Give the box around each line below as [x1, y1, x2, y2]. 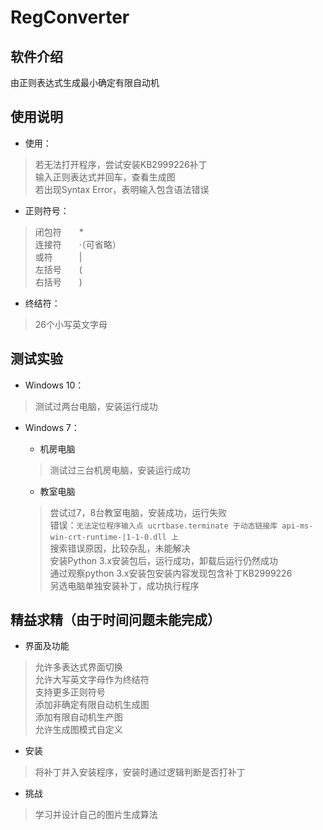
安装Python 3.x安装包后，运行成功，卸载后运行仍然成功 [49, 554, 279, 566]
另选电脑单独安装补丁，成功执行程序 [49, 579, 200, 591]
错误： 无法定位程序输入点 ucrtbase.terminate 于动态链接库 [49, 519, 278, 531]
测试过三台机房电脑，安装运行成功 [49, 464, 191, 476]
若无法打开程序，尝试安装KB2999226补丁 [34, 158, 208, 170]
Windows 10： [24, 379, 85, 391]
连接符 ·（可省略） [34, 238, 122, 250]
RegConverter [10, 6, 130, 29]
